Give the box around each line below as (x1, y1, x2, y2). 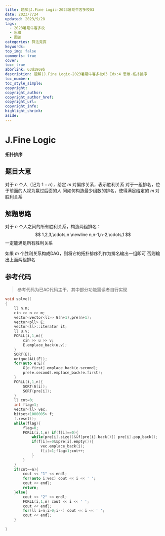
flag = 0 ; (23, 425, 39, 431)
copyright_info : (5, 104, 39, 109)
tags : (5, 21, 16, 26)
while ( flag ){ (14, 421, 41, 426)
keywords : (5, 44, 26, 49)
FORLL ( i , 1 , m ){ (14, 334, 43, 339)
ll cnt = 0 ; (14, 398, 35, 403)
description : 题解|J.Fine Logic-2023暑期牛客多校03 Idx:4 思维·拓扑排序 (5, 72, 147, 77)
